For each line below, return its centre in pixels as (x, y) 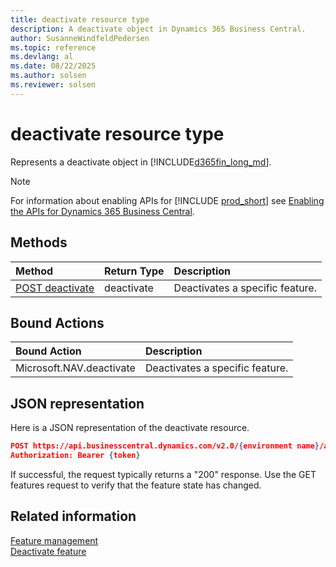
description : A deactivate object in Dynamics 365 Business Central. (158, 29)
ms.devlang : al (42, 57)
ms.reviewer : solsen (53, 85)
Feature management (54, 540)
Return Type (134, 271)
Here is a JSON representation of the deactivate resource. (130, 428)
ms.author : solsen (48, 76)
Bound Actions (57, 322)
